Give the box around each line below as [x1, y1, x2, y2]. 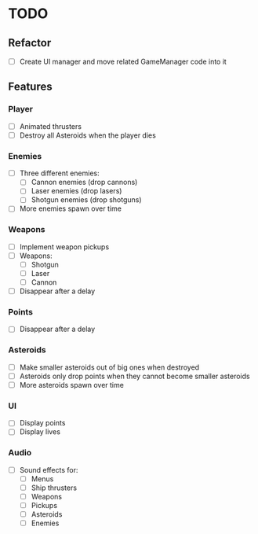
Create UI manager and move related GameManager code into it [19, 57, 227, 66]
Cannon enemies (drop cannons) [31, 178, 138, 187]
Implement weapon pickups [19, 241, 110, 252]
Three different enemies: [19, 168, 100, 178]
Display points [19, 418, 66, 428]
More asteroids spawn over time [19, 380, 124, 389]
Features [8, 80, 53, 94]
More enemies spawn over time [19, 204, 122, 213]
